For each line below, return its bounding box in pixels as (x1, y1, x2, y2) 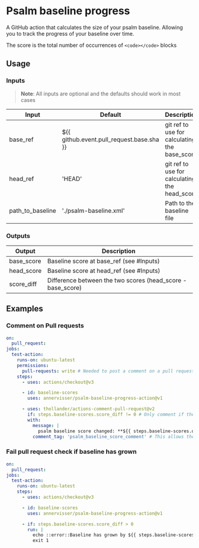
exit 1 (32, 538, 49, 544)
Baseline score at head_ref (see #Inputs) (47, 266, 161, 275)
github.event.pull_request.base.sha (62, 135, 160, 144)
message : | (32, 422, 60, 428)
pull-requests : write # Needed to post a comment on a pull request (21, 368, 195, 374)
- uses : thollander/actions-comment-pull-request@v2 (21, 406, 155, 412)
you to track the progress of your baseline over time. (6, 30, 134, 37)
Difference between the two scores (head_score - (47, 276, 187, 284)
